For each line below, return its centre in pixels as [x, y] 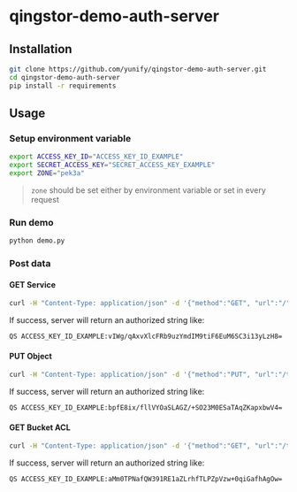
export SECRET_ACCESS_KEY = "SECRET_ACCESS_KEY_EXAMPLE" [112, 165]
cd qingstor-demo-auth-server [65, 77]
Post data [30, 264]
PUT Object [31, 356]
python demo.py [37, 241]
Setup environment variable [70, 138]
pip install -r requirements [63, 86]
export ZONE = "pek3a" [47, 173]
